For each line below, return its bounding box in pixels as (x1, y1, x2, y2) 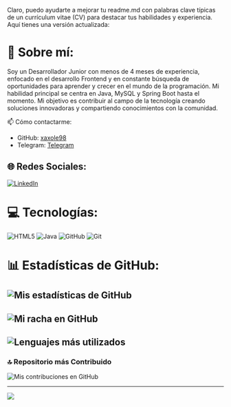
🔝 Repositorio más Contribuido (7, 357, 112, 366)
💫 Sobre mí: (7, 45, 74, 61)
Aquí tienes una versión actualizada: (7, 21, 110, 28)
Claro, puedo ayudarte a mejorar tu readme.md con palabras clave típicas (7, 6, 216, 14)
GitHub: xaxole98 (16, 134, 67, 142)
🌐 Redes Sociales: (7, 161, 87, 173)
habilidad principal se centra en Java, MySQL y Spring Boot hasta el (7, 89, 200, 97)
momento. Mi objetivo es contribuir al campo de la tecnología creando (7, 96, 206, 105)
